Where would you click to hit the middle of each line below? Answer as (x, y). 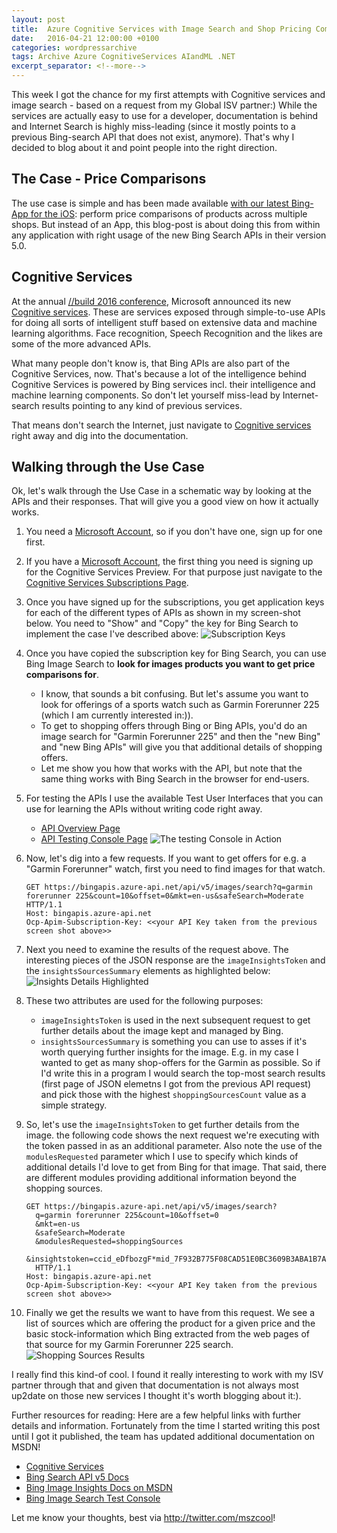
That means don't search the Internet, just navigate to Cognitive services (161, 425)
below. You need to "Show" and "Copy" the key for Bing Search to (162, 623)
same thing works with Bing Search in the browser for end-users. (175, 779)
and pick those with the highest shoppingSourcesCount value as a (173, 1095)
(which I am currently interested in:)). (117, 715)
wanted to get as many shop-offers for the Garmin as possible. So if (180, 1063)
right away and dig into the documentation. (100, 435)
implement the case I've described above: (112, 634)
